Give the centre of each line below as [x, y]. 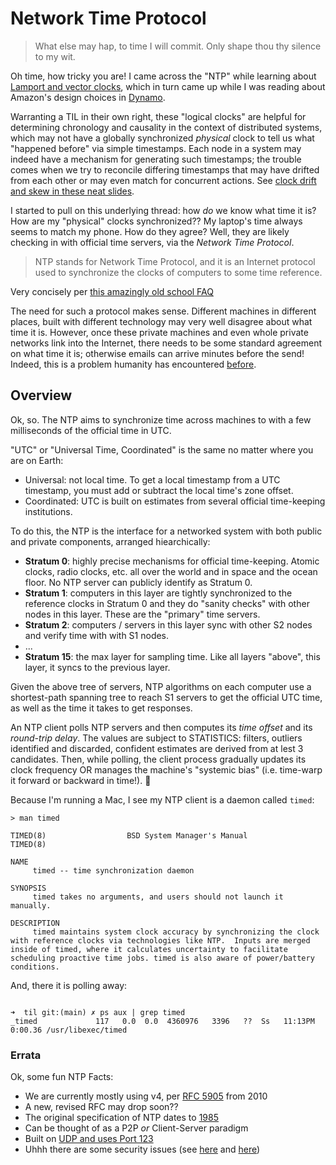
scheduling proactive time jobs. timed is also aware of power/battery [162, 958]
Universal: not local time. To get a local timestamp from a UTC [152, 479]
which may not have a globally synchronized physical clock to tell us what [162, 138]
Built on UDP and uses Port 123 [89, 1139]
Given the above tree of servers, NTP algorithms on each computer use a [161, 686]
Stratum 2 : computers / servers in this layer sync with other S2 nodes [168, 624]
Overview [41, 395]
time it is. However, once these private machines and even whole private [159, 332]
